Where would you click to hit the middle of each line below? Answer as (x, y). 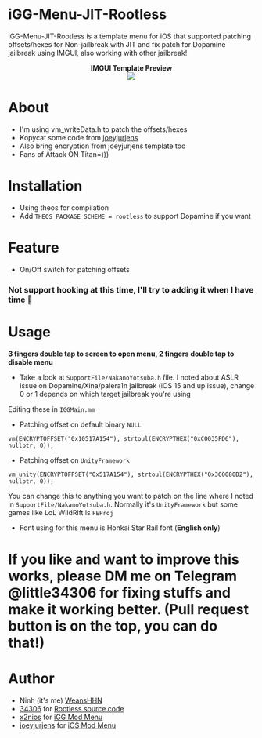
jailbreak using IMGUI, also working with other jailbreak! (98, 53)
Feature (34, 248)
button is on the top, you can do (113, 626)
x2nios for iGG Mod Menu (61, 717)
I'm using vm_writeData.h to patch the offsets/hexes (103, 129)
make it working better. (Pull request (128, 609)
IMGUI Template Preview (131, 67)
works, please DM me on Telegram (122, 576)
